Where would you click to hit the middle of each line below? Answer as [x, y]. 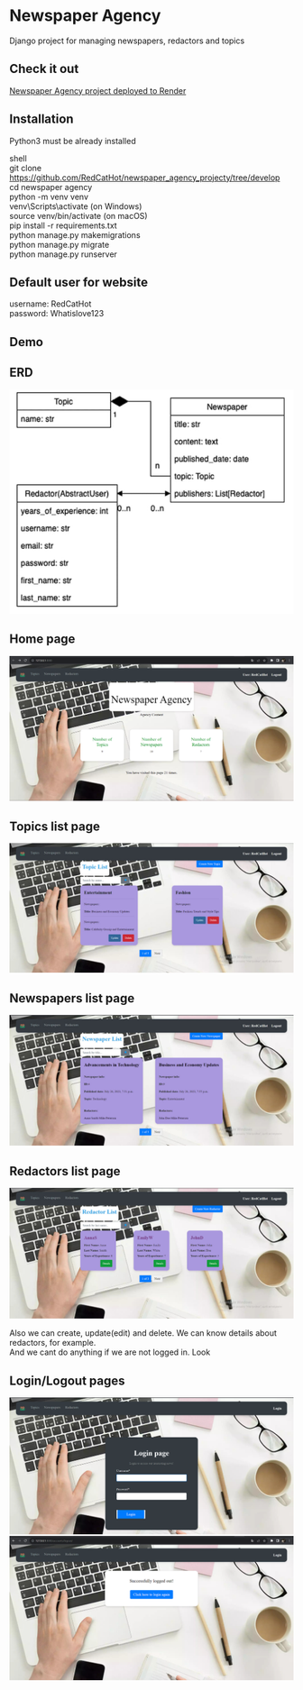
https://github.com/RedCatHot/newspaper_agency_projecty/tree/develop [145, 178]
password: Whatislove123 [57, 314]
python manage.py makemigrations [75, 234]
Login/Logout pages [67, 1380]
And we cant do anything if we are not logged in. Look [110, 1352]
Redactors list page [65, 1171]
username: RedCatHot [50, 304]
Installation [41, 119]
